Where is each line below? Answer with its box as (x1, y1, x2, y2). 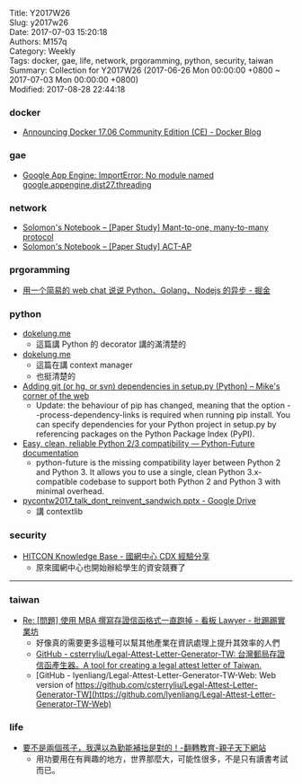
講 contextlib (35, 507, 84, 517)
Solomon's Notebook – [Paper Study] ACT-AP (22, 241, 192, 251)
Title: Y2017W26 (9, 8, 71, 18)
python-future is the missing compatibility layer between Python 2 (35, 457, 281, 468)
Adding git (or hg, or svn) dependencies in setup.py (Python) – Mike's (22, 381, 280, 392)
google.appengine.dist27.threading (22, 179, 152, 189)
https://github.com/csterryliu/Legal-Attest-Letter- (75, 680, 259, 691)
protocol (22, 231, 54, 242)
